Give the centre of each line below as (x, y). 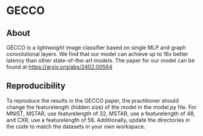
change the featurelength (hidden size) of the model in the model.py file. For (101, 107)
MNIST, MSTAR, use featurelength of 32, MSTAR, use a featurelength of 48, (101, 114)
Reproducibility (36, 86)
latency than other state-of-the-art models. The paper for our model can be (101, 60)
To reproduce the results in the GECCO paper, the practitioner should (92, 100)
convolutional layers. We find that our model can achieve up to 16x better (97, 54)
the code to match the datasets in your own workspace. (76, 126)
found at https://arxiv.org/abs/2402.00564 (59, 67)
